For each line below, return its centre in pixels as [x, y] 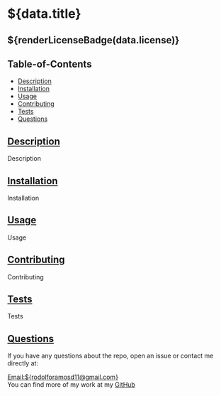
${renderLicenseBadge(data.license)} [93, 40]
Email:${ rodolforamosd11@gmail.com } [63, 377]
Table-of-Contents [50, 64]
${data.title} [44, 14]
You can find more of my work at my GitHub [72, 385]
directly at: [23, 363]
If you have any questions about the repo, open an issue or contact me [110, 356]
